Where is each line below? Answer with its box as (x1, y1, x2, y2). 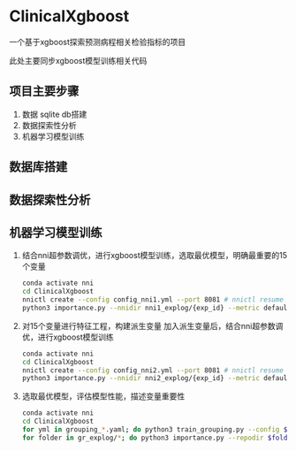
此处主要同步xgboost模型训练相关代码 (9, 55, 148, 65)
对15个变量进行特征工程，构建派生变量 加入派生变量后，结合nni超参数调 (21, 320, 284, 331)
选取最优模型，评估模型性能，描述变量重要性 (21, 391, 186, 401)
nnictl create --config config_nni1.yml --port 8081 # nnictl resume (21, 295, 285, 304)
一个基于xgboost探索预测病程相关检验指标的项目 (9, 36, 186, 47)
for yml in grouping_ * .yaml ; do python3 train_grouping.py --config (21, 425, 280, 434)
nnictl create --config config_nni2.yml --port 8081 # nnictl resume (21, 365, 285, 375)
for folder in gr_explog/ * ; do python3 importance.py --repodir (21, 433, 264, 442)
